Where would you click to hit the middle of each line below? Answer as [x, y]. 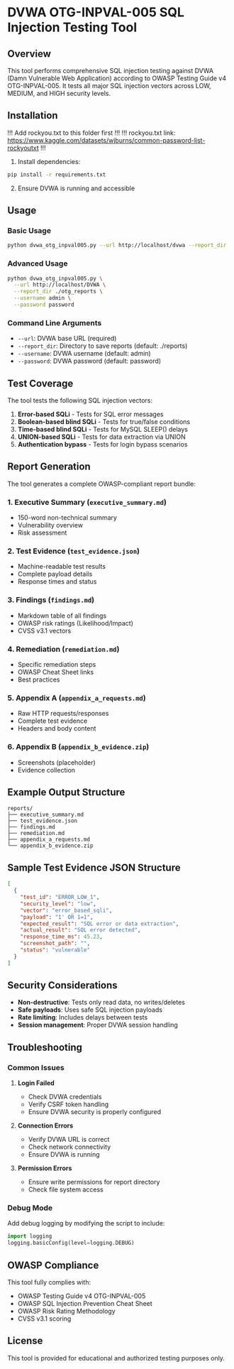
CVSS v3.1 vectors [44, 631]
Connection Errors [45, 1125]
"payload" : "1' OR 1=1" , [57, 917]
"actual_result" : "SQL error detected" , [80, 930]
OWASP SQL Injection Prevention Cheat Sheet [85, 1303]
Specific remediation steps [57, 665]
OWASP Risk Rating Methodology [66, 1311]
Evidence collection [46, 770]
